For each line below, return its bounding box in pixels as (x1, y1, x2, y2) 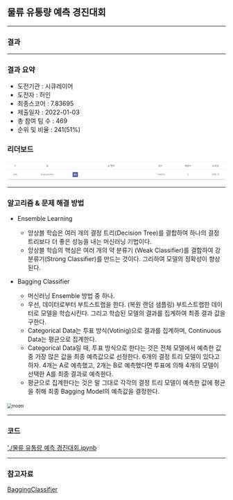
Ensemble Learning (17, 215, 73, 223)
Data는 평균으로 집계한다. (27, 335, 97, 344)
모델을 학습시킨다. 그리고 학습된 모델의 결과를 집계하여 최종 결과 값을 (40, 309, 226, 317)
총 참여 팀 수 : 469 (17, 117, 68, 125)
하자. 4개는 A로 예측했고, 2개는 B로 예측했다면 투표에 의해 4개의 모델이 (27, 361, 220, 369)
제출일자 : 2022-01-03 (17, 108, 80, 117)
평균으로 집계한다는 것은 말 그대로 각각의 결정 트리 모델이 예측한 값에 (27, 378, 213, 387)
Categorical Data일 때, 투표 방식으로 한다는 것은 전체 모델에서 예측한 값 (27, 344, 222, 352)
